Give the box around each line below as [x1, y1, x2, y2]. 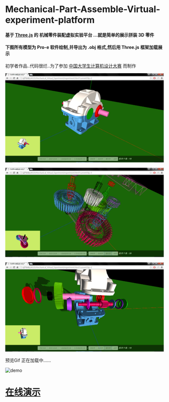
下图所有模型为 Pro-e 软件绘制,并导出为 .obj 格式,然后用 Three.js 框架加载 [5, 44, 158, 50]
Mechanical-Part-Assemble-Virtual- [5, 4, 160, 15]
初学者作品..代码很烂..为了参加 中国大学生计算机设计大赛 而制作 [5, 63, 137, 69]
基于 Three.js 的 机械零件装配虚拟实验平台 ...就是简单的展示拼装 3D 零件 [5, 32, 154, 38]
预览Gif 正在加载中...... [5, 357, 51, 363]
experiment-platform [5, 14, 95, 26]
